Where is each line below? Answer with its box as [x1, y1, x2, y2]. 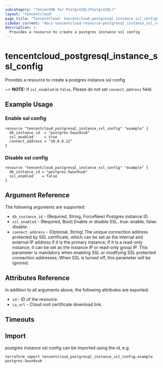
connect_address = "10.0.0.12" [9, 139, 73, 144]
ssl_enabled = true [9, 134, 57, 139]
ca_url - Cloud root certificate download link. [12, 301, 103, 307]
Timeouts [5, 315, 35, 323]
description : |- [5, 25, 38, 30]
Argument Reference [5, 191, 70, 200]
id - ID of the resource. [12, 296, 59, 302]
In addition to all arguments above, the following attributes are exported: [5, 287, 149, 293]
